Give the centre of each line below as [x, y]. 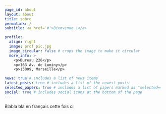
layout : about [19, 14]
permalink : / [18, 24]
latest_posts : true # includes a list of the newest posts [67, 83]
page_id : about [20, 10]
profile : [14, 37]
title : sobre [18, 19]
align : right [23, 42]
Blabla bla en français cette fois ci [39, 106]
